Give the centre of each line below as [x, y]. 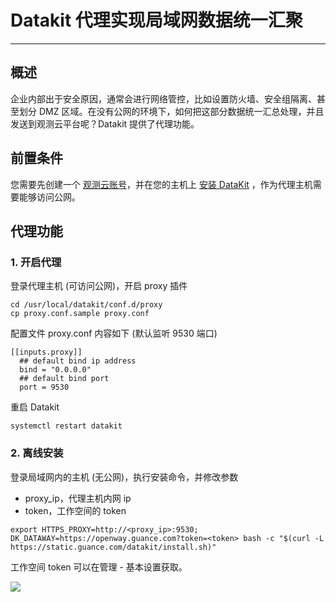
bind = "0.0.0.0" [55, 370]
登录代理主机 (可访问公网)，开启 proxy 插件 [99, 286]
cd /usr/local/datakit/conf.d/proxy [86, 305]
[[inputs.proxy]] [46, 352]
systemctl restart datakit [66, 426]
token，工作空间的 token [75, 510]
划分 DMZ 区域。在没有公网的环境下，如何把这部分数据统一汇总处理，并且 [171, 111]
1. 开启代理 [36, 262]
